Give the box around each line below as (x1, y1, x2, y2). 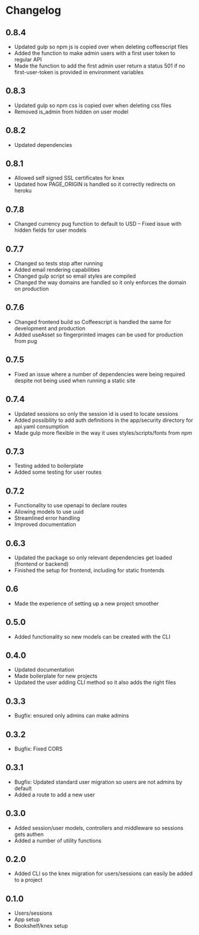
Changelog (5, 4, 61, 17)
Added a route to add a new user (14, 791, 95, 798)
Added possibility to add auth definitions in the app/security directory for (14, 416, 194, 424)
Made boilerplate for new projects (14, 673, 98, 680)
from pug (14, 337, 38, 344)
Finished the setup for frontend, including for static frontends (14, 566, 165, 574)
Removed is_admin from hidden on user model (14, 108, 129, 115)
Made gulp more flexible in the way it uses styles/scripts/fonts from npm (14, 429, 192, 436)
